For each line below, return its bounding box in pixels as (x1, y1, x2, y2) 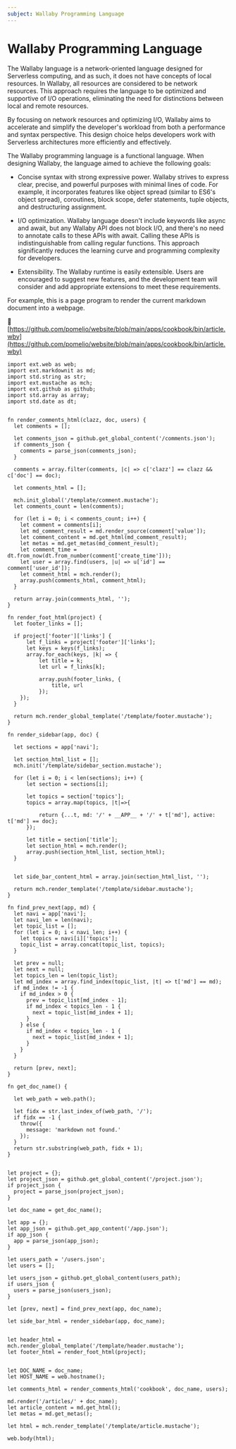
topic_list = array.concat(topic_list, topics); (20, 941, 166, 948)
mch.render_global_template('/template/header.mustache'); (7, 1342, 185, 1350)
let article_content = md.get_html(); (7, 1404, 121, 1411)
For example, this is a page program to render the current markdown (7, 296, 206, 304)
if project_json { (7, 1182, 61, 1189)
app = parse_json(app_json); (13, 1237, 99, 1244)
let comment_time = (20, 546, 77, 553)
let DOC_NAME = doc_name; (7, 1366, 83, 1374)
